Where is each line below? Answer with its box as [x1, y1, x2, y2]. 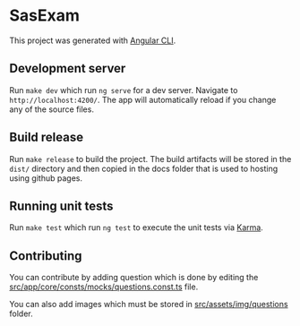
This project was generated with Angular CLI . [9, 35, 176, 46]
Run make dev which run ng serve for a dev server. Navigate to [9, 84, 238, 95]
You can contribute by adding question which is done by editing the [9, 272, 259, 283]
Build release [9, 130, 83, 145]
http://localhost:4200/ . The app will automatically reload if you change [9, 94, 277, 105]
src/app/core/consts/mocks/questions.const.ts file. [9, 281, 199, 292]
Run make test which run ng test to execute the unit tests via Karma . [9, 222, 264, 233]
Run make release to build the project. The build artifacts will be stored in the [9, 153, 292, 164]
